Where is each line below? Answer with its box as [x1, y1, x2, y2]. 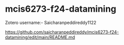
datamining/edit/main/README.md [5, 34, 75, 40]
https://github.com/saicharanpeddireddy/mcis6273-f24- [5, 29, 119, 35]
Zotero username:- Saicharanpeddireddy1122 [5, 20, 97, 25]
